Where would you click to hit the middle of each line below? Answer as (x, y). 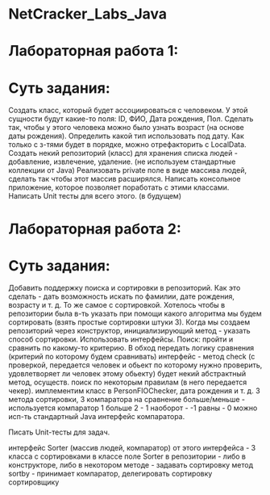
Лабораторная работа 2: (95, 229)
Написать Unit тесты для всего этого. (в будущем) (95, 196)
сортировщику (34, 482)
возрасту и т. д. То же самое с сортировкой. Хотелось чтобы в (117, 305)
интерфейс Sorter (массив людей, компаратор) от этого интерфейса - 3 (132, 448)
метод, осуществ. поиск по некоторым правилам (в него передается (128, 382)
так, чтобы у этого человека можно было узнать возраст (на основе (126, 128)
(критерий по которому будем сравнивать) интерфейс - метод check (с (132, 357)
